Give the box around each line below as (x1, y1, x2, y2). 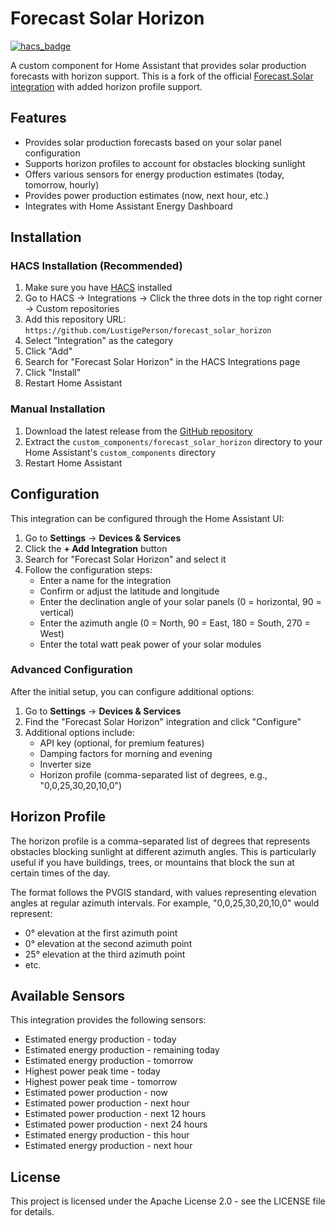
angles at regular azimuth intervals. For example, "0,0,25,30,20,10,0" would (10, 897, 320, 909)
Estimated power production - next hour (24, 1097, 190, 1109)
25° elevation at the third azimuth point (24, 948, 186, 960)
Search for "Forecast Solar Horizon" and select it (24, 553, 227, 565)
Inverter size (39, 758, 92, 770)
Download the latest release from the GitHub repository (24, 425, 253, 437)
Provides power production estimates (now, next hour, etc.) (24, 189, 270, 201)
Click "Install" (24, 367, 82, 379)
